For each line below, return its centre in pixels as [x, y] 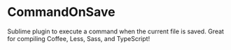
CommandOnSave [61, 12]
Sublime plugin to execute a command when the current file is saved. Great [115, 31]
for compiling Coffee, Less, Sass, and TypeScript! [79, 38]
